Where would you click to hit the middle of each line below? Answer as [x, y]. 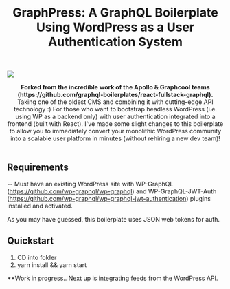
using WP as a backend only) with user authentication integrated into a [115, 116]
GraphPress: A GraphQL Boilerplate [115, 13]
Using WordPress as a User [115, 27]
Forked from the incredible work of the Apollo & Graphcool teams [115, 87]
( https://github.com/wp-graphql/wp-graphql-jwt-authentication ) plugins [109, 198]
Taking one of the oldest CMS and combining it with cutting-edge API [115, 102]
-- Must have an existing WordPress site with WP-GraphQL [90, 184]
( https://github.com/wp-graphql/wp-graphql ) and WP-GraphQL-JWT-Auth [112, 191]
